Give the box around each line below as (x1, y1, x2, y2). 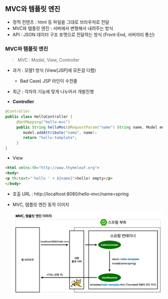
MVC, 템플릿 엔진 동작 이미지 (12, 201, 69, 207)
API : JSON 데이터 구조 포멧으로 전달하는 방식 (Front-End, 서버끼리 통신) (12, 32, 155, 38)
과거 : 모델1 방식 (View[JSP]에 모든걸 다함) (12, 67, 96, 74)
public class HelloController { (5, 114, 72, 119)
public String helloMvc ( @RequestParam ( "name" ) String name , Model (16, 125, 157, 130)
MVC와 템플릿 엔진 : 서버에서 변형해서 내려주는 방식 (12, 25, 113, 31)
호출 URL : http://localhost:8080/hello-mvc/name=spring (12, 191, 129, 197)
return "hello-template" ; (23, 135, 77, 140)
